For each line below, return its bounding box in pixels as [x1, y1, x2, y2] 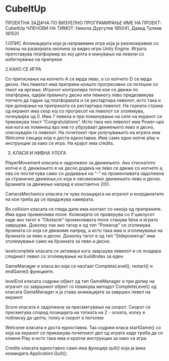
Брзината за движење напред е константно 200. [5, 181, 110, 187]
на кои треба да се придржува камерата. [5, 196, 95, 202]
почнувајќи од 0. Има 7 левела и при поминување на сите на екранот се [5, 113, 162, 119]
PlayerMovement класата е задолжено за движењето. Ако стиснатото [5, 159, 156, 165]
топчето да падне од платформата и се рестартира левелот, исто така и [5, 97, 161, 103]
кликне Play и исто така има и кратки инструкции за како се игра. [5, 335, 148, 341]
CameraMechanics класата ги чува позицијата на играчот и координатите [5, 191, 164, 197]
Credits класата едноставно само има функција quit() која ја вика [5, 345, 146, 351]
